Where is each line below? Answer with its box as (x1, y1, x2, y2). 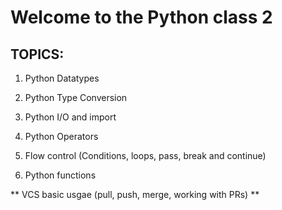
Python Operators (24, 131, 99, 142)
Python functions (24, 169, 97, 181)
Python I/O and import (24, 111, 117, 123)
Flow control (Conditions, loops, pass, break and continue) (24, 150, 267, 161)
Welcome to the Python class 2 (10, 6, 273, 29)
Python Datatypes (24, 72, 100, 84)
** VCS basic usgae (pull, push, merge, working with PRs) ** (10, 189, 260, 200)
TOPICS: (10, 46, 65, 63)
